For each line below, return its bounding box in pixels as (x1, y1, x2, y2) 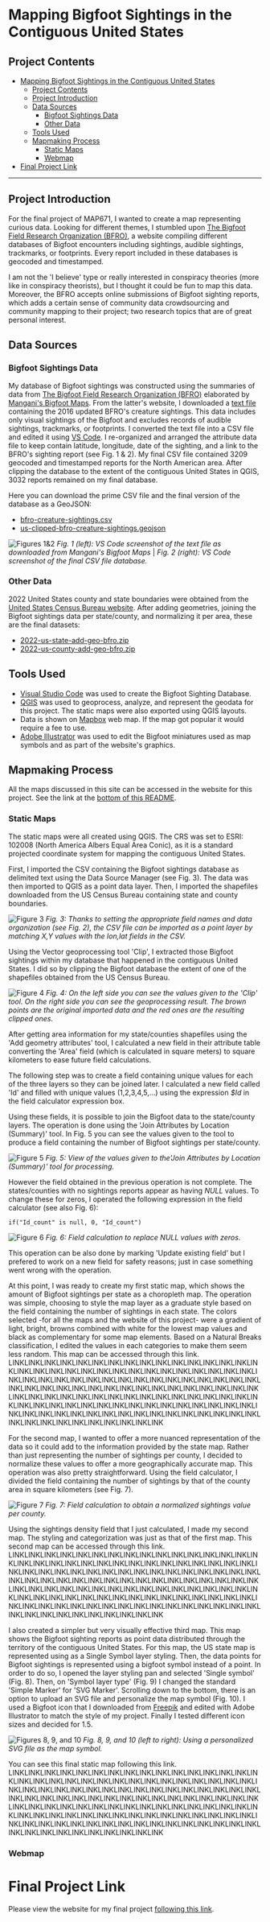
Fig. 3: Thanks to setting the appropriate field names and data (45, 914, 253, 923)
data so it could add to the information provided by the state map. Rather (8, 1441, 249, 1451)
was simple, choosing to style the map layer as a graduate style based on (8, 1297, 252, 1307)
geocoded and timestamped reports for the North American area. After (8, 457, 243, 468)
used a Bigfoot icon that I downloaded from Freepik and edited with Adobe (8, 1702, 256, 1712)
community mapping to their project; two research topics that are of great (8, 306, 252, 316)
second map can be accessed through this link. (8, 1541, 166, 1551)
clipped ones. (8, 1013, 54, 1023)
